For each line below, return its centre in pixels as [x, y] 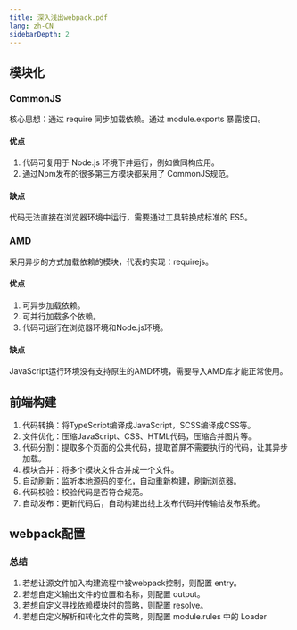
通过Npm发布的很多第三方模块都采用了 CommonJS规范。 [128, 174]
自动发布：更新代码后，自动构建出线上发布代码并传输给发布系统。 [143, 503]
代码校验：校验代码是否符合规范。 [85, 492]
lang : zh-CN [31, 26]
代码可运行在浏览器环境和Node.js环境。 [95, 327]
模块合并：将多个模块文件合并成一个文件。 [100, 469]
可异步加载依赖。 [54, 305]
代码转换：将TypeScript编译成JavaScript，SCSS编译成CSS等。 [139, 425]
